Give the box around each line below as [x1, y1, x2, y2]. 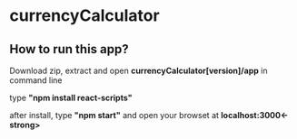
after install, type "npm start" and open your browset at [9, 110, 220, 120]
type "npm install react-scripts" [9, 92, 133, 103]
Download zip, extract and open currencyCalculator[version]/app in [9, 65, 268, 76]
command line [9, 75, 63, 86]
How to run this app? [9, 42, 129, 57]
